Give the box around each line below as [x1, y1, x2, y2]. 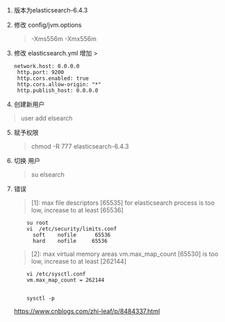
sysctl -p [26, 295, 55, 302]
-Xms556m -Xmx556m [31, 35, 97, 43]
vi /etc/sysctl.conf [26, 271, 86, 278]
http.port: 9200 [17, 69, 65, 76]
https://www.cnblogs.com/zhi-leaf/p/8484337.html [13, 307, 160, 315]
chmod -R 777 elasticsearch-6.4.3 [31, 142, 129, 151]
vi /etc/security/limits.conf [26, 226, 117, 232]
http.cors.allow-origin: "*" [17, 81, 102, 88]
